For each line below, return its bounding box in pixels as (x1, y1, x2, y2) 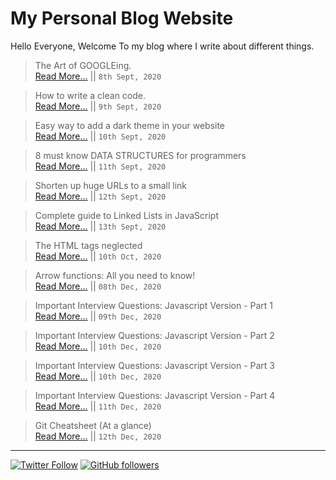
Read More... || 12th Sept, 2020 (34, 190, 167, 202)
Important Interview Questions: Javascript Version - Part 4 (34, 389, 276, 401)
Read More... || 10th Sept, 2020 (34, 130, 167, 142)
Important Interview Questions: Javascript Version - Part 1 (34, 299, 274, 311)
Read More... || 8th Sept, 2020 (34, 70, 162, 82)
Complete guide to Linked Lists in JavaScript (34, 209, 219, 221)
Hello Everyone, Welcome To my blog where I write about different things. (10, 40, 315, 52)
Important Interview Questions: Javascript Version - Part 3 (34, 359, 275, 371)
